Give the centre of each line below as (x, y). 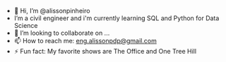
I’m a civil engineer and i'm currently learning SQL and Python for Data (117, 18)
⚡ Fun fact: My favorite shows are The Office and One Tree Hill (105, 51)
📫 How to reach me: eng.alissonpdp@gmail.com (85, 41)
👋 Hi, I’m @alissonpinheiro (52, 11)
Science (26, 25)
